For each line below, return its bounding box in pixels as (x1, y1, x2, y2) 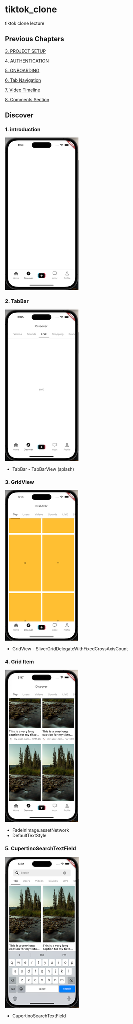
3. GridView (5, 478, 34, 485)
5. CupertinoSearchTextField (5, 845, 76, 852)
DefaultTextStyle (12, 833, 47, 839)
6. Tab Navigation (5, 77, 41, 83)
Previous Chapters (5, 35, 65, 43)
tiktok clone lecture (5, 20, 45, 26)
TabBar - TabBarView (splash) (12, 466, 75, 472)
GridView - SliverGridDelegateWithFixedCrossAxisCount (12, 646, 128, 652)
